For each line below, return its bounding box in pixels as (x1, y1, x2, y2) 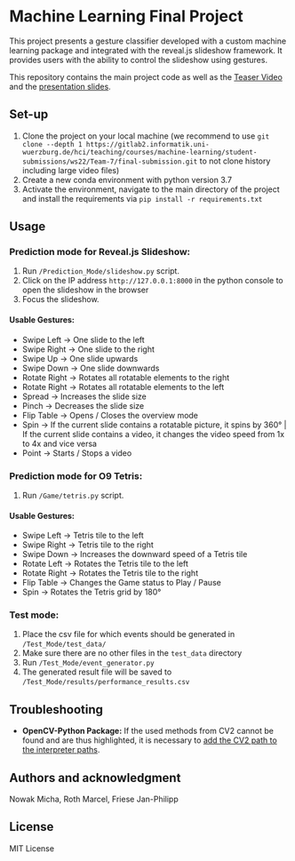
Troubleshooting (9, 702, 104, 717)
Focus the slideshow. (21, 294, 100, 305)
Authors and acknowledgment (9, 770, 181, 785)
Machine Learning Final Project (9, 6, 243, 27)
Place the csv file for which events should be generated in (21, 629, 235, 640)
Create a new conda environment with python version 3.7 (21, 174, 233, 185)
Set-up (9, 107, 49, 122)
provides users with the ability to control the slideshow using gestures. (9, 54, 268, 65)
